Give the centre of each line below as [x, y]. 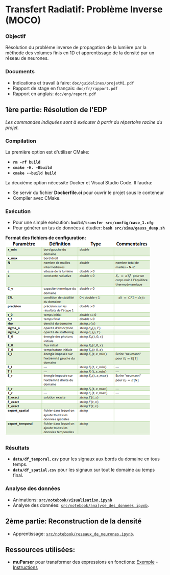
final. [18, 475]
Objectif [16, 36]
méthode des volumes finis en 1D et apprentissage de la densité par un [80, 53]
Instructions [25, 567]
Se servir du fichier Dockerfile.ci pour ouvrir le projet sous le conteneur [88, 193]
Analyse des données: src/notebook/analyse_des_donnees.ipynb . [81, 505]
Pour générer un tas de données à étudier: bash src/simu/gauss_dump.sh [89, 228]
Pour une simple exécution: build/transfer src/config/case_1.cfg [83, 222]
